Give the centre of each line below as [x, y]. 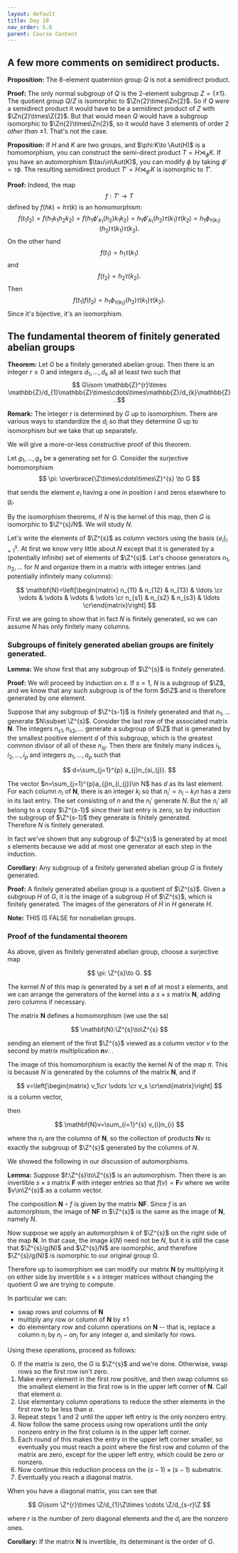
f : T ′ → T [119, 195]
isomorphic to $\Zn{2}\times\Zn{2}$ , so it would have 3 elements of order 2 [118, 124]
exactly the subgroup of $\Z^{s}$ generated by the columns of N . [103, 1148]
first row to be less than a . [56, 1409]
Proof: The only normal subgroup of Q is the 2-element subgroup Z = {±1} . [117, 94]
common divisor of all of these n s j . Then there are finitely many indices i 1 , [114, 746]
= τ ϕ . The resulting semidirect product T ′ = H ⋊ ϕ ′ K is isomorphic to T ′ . [110, 170]
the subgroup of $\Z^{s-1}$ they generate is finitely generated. [99, 817]
